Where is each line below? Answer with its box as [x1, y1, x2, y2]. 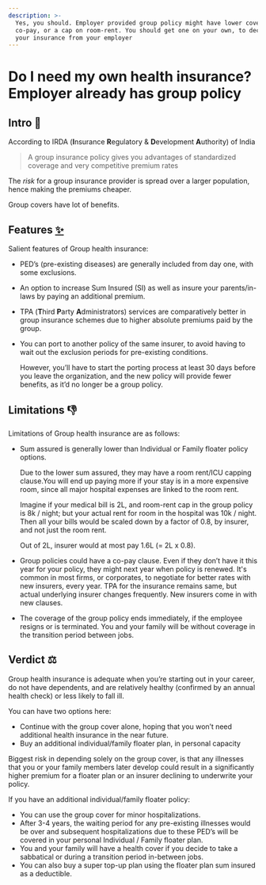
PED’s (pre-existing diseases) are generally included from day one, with [19, 259, 253, 269]
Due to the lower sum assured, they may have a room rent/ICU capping [19, 467, 252, 477]
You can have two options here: [8, 706, 112, 715]
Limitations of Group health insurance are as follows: [8, 429, 180, 438]
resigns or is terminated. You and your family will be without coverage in [19, 621, 256, 631]
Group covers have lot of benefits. [8, 200, 120, 210]
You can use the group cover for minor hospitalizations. [19, 810, 201, 819]
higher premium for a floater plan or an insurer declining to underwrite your [8, 770, 253, 780]
